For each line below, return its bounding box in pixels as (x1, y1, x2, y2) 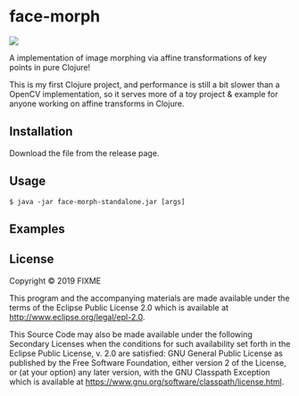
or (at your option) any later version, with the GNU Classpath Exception (9, 367, 270, 377)
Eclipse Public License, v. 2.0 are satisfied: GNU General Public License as (9, 348, 283, 359)
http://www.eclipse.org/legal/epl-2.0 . (9, 311, 145, 322)
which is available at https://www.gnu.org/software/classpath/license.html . (9, 376, 285, 387)
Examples (9, 221, 65, 236)
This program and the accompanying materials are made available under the (9, 293, 290, 303)
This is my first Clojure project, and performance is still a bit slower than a (9, 78, 280, 90)
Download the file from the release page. (9, 147, 160, 158)
